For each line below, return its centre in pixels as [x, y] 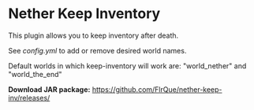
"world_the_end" [35, 74]
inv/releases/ [29, 97]
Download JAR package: [49, 89]
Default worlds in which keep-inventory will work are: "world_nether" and [127, 66]
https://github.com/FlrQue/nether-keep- [157, 89]
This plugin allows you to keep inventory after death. [93, 35]
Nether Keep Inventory [84, 14]
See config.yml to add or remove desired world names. [97, 50]
